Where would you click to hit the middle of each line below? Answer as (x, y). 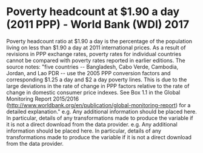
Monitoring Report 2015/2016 (43, 99)
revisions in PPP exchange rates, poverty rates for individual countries (94, 54)
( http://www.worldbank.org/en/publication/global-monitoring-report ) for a (98, 105)
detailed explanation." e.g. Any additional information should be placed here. (101, 111)
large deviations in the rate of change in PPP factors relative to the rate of (98, 86)
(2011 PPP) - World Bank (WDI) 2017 (98, 24)
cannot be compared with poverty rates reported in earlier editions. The (96, 60)
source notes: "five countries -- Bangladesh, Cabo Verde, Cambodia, (92, 67)
